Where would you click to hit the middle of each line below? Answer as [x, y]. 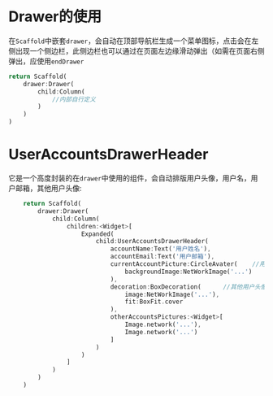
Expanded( [97, 234]
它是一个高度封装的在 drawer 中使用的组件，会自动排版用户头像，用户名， [130, 178]
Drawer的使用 [55, 17]
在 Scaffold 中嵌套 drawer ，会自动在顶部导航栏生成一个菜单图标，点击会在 [130, 41]
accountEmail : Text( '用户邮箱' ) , [162, 257]
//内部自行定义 [74, 99]
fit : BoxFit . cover [154, 302]
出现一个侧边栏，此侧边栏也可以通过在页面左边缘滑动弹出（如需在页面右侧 [140, 50]
